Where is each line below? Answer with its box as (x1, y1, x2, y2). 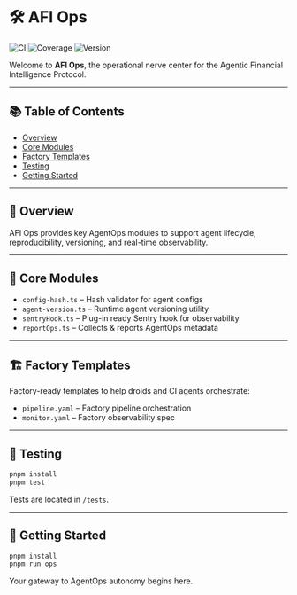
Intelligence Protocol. (9, 68, 87, 80)
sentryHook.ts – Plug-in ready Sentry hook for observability (21, 313, 240, 324)
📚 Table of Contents (9, 104, 126, 120)
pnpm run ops (9, 560, 57, 568)
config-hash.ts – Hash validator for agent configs (21, 294, 203, 305)
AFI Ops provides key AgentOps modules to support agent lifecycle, (9, 227, 256, 238)
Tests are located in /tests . (9, 494, 109, 505)
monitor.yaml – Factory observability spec (21, 412, 175, 423)
